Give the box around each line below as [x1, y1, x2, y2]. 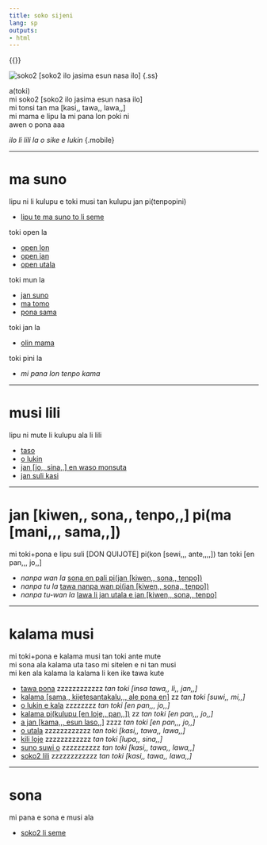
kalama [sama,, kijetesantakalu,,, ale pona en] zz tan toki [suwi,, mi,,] [20, 692, 246, 701]
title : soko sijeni [9, 11, 74, 20]
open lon [20, 243, 50, 252]
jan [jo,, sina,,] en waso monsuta [20, 463, 128, 472]
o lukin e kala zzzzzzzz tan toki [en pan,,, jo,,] [20, 701, 170, 710]
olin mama [20, 338, 55, 348]
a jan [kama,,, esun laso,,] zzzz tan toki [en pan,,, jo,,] [20, 717, 196, 727]
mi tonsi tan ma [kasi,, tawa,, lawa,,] [9, 103, 126, 113]
